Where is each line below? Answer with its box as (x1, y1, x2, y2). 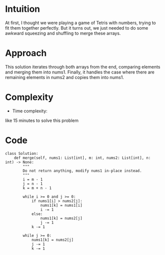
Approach (5, 48, 47, 59)
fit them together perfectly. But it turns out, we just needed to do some (5, 25, 149, 31)
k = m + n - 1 (23, 185, 52, 190)
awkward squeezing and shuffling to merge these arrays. (5, 30, 121, 36)
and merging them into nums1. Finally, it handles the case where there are (5, 69, 155, 75)
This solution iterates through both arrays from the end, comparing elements (5, 64, 161, 70)
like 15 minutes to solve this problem (5, 117, 79, 123)
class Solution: (5, 151, 38, 156)
